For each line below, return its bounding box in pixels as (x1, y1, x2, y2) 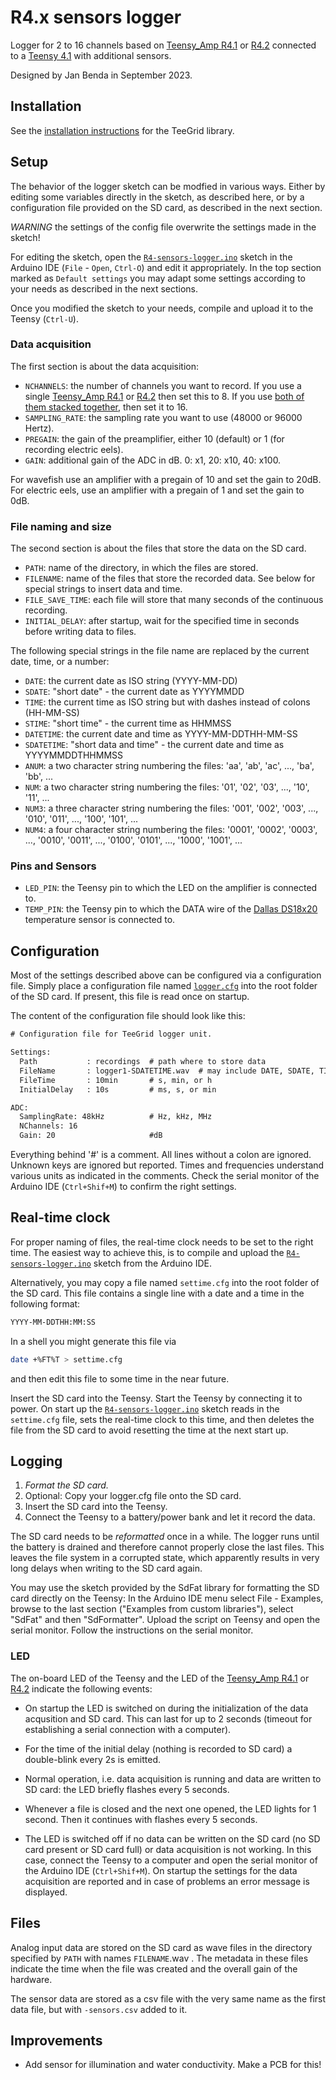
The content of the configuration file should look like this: (10, 1010, 246, 1022)
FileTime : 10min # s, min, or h (19, 1075, 213, 1085)
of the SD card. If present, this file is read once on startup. (10, 991, 250, 1003)
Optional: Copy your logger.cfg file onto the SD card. (24, 1490, 242, 1502)
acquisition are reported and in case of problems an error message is (24, 1875, 310, 1887)
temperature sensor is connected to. (24, 914, 176, 926)
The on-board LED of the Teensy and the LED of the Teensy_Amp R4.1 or (10, 1672, 310, 1684)
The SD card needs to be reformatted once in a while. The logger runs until (10, 1531, 320, 1543)
